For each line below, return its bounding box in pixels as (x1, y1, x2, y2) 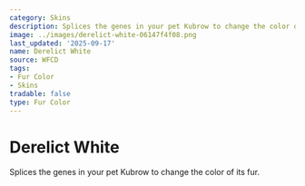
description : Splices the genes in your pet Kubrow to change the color (9, 22, 290, 31)
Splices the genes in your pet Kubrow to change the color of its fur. (9, 167, 261, 178)
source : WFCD (9, 55, 59, 64)
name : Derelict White (9, 47, 92, 56)
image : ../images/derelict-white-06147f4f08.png (9, 30, 197, 39)
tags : (9, 64, 30, 73)
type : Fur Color (9, 97, 71, 107)
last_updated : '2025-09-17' (9, 38, 116, 48)
